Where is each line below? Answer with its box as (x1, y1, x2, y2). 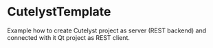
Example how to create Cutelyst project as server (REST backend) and (7, 26, 207, 34)
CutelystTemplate (7, 4, 111, 20)
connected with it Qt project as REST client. (7, 33, 131, 41)
